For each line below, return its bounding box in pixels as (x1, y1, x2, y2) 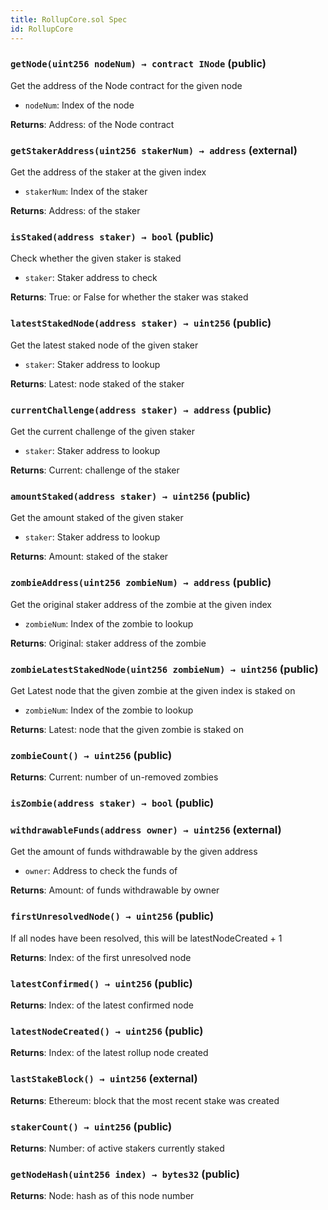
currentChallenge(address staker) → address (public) (10, 402, 272, 416)
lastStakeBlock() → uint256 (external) (10, 1072, 198, 1086)
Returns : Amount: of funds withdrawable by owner (10, 884, 220, 896)
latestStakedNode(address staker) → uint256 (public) (10, 316, 272, 330)
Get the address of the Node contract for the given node (10, 79, 243, 91)
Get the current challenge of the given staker (10, 425, 195, 437)
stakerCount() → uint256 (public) (10, 1119, 173, 1133)
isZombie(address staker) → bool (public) (10, 796, 215, 810)
